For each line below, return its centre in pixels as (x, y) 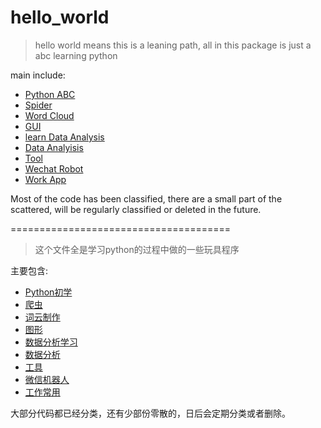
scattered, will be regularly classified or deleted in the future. (136, 209)
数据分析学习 (51, 342)
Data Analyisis (54, 147)
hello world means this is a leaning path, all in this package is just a (173, 45)
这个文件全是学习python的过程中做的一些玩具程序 (137, 249)
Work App (45, 179)
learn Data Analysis (64, 137)
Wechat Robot (54, 168)
